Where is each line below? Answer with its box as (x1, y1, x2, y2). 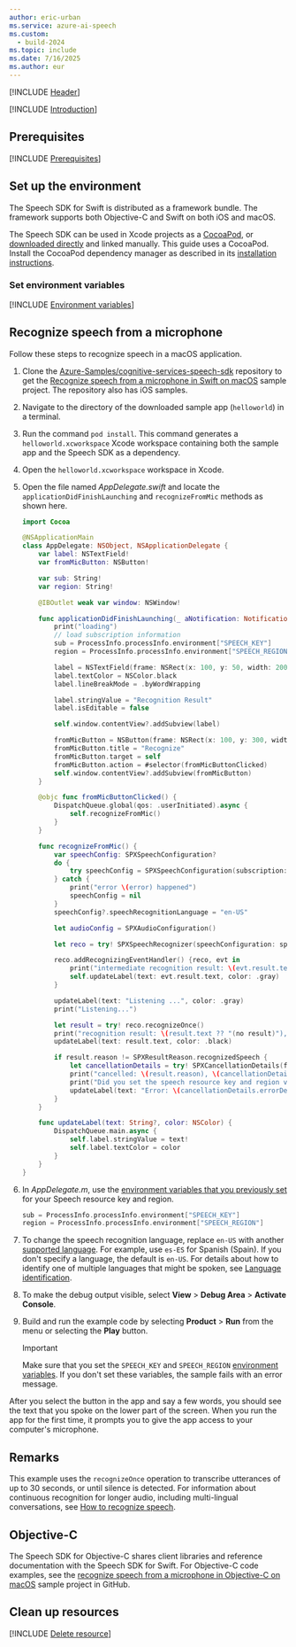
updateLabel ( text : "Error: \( (69, 1086, 181, 1095)
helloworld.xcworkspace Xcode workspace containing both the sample (21, 438, 279, 448)
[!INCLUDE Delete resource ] (9, 1628, 112, 1639)
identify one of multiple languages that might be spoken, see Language (21, 1263, 282, 1274)
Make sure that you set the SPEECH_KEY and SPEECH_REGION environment (21, 1360, 278, 1371)
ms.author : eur (9, 63, 65, 72)
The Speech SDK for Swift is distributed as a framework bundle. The (9, 202, 258, 213)
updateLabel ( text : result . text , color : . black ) (54, 1037, 232, 1046)
